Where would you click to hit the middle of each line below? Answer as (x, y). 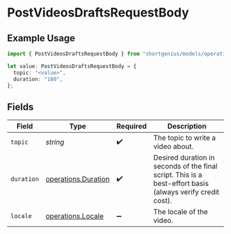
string (55, 142)
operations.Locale (75, 216)
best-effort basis (181, 184)
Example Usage (41, 38)
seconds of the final (186, 167)
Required (132, 127)
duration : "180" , (38, 79)
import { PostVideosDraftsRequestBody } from (73, 54)
